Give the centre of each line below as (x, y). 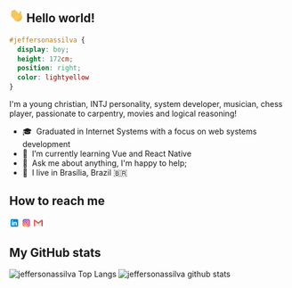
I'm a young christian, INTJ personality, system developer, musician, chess (146, 104)
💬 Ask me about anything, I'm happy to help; (104, 163)
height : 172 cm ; (45, 59)
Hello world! (61, 18)
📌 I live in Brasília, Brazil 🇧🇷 (74, 173)
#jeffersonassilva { (48, 40)
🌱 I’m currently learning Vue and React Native (107, 154)
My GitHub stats (55, 253)
